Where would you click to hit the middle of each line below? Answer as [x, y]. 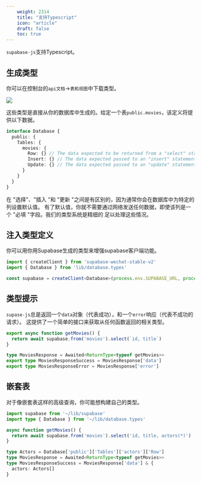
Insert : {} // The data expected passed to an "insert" [99, 159]
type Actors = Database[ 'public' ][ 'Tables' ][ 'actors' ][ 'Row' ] [85, 452]
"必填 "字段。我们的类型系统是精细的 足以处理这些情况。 [82, 214]
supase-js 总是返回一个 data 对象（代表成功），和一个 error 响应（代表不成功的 [100, 314]
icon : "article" [37, 23]
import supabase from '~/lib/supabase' [56, 413]
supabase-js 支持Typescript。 [42, 52]
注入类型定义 [30, 235]
